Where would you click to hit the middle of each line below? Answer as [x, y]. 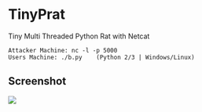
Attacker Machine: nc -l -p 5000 [63, 50]
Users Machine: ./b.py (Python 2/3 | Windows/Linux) [101, 57]
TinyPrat [37, 14]
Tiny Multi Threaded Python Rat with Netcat [79, 36]
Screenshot [37, 81]
